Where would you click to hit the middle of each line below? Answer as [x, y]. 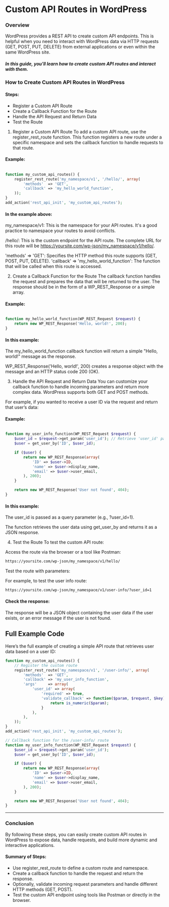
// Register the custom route [46, 665]
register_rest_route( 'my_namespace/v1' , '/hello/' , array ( [77, 179]
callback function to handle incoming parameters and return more [81, 387]
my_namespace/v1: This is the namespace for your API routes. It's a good [81, 225]
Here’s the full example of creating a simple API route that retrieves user [80, 646]
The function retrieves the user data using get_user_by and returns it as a [81, 527]
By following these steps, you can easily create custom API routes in [76, 834]
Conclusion [20, 824]
